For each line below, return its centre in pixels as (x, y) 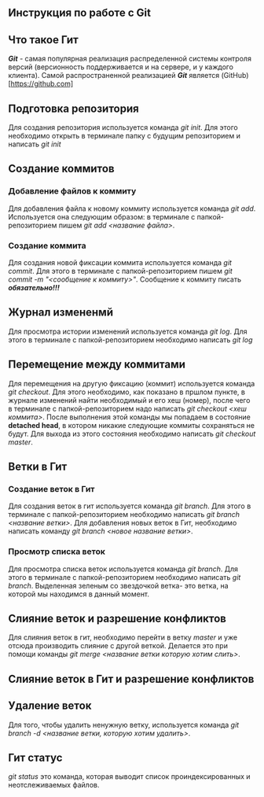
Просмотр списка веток (57, 552)
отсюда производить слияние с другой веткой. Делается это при (118, 646)
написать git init (35, 144)
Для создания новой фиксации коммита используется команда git (120, 262)
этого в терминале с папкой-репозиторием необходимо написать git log (130, 339)
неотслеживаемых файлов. (54, 785)
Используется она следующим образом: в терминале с (102, 216)
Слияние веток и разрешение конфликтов (117, 618)
